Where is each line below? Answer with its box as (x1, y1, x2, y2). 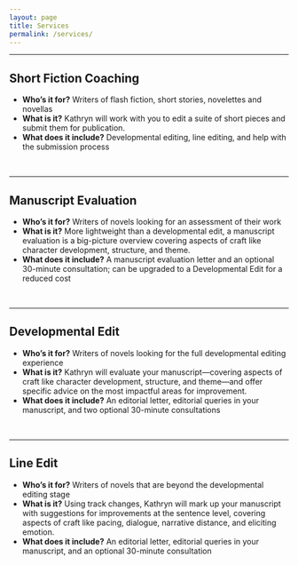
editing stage (21, 489, 71, 499)
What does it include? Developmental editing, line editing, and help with (21, 132, 286, 143)
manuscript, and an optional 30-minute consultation (21, 545, 213, 556)
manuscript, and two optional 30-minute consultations (21, 404, 221, 415)
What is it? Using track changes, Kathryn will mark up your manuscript (21, 498, 281, 509)
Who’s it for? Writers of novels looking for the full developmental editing (21, 347, 286, 358)
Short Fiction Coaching (9, 70, 140, 85)
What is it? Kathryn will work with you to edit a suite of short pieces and (21, 113, 286, 124)
